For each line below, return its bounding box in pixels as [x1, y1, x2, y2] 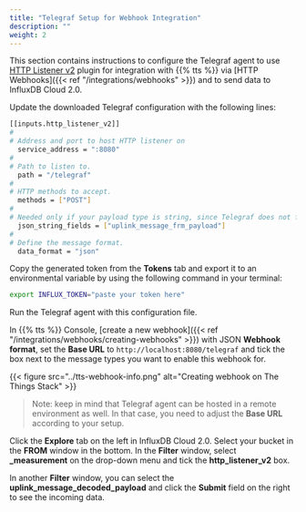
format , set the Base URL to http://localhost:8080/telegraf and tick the [9, 343, 285, 355]
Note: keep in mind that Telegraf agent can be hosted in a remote [31, 398, 277, 410]
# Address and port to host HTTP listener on [9, 137, 185, 146]
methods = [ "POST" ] [17, 196, 92, 205]
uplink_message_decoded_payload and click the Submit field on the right [9, 482, 291, 493]
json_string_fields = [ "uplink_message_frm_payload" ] [17, 220, 226, 230]
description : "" [9, 22, 71, 31]
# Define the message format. [9, 238, 125, 247]
